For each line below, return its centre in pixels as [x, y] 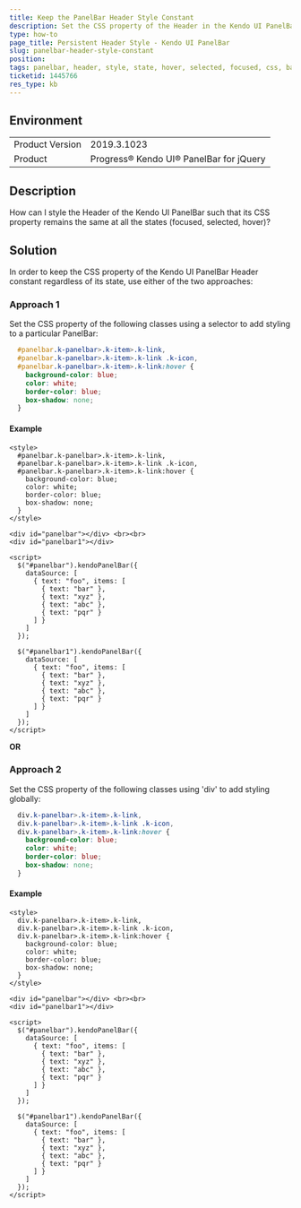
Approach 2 [35, 770]
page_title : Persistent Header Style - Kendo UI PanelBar [120, 43]
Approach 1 [34, 304]
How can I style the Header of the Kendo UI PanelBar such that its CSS [140, 212]
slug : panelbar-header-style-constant [82, 51]
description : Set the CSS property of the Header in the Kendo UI [136, 26]
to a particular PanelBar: [54, 333]
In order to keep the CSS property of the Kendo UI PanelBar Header [134, 272]
